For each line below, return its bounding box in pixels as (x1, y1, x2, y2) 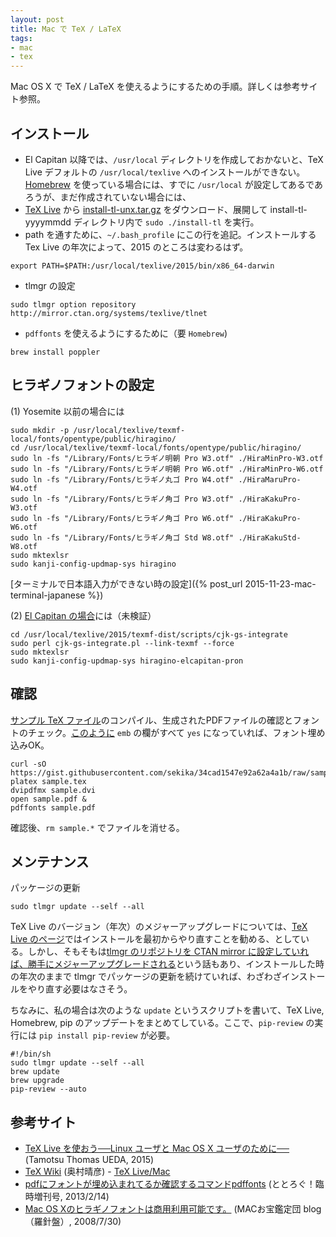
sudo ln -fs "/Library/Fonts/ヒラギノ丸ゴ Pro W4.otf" (10, 474, 235, 485)
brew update (10, 1067, 60, 1077)
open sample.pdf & (10, 794, 87, 804)
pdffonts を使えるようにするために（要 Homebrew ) (24, 327, 228, 339)
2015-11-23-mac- (244, 577, 317, 590)
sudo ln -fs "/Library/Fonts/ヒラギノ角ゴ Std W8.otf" (10, 532, 235, 543)
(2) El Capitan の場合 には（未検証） (10, 609, 157, 621)
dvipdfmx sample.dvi (10, 785, 97, 795)
